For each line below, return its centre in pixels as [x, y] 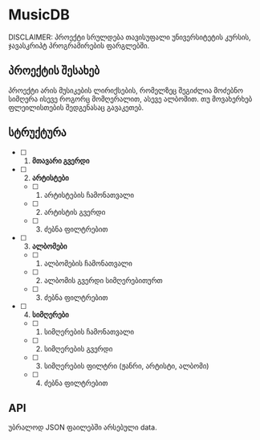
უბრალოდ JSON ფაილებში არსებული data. [83, 427]
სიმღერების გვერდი [78, 348]
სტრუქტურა [37, 133]
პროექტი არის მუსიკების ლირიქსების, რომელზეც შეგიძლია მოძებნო [126, 90]
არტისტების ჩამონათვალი [89, 195]
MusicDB [39, 15]
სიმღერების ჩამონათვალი [89, 331]
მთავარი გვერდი [61, 160]
